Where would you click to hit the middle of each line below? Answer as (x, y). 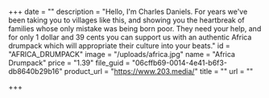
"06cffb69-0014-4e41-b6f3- (180, 63)
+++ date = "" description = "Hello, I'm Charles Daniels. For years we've (128, 12)
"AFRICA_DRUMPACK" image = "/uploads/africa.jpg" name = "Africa (122, 54)
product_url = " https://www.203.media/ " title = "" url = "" (159, 71)
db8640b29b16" (35, 71)
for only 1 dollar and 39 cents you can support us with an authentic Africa (130, 37)
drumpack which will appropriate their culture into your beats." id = (120, 46)
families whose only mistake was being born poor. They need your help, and (135, 29)
